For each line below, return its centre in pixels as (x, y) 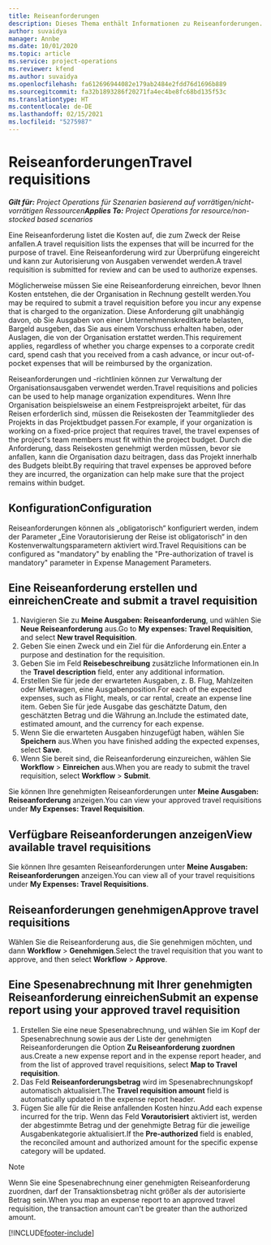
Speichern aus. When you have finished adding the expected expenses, (140, 741)
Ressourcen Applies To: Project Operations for (123, 210)
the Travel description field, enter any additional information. (123, 672)
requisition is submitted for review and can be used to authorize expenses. (133, 269)
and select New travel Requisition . (78, 638)
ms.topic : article (39, 54)
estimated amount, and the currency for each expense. (112, 724)
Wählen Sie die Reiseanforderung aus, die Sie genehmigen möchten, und (130, 942)
